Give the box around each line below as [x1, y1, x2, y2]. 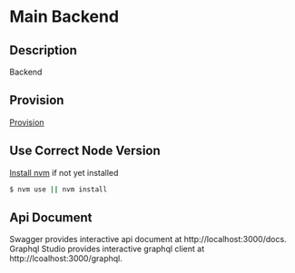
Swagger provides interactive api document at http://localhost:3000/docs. [9, 234, 288, 245]
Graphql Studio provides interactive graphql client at [9, 243, 205, 255]
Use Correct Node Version [9, 143, 161, 159]
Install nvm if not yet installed [9, 167, 119, 178]
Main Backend [9, 6, 120, 27]
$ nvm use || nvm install [9, 184, 107, 194]
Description [9, 43, 77, 58]
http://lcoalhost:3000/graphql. [9, 253, 123, 264]
